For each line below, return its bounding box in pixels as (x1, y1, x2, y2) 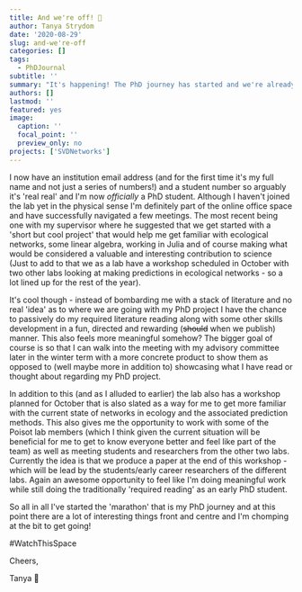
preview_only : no (17, 139, 83, 148)
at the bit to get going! (9, 520, 92, 531)
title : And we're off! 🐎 (9, 13, 102, 22)
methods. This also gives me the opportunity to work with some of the (9, 417, 270, 427)
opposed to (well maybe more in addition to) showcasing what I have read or (9, 361, 293, 372)
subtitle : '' (9, 72, 58, 81)
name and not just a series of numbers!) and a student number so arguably (9, 181, 287, 192)
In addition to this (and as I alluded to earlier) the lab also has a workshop (9, 388, 281, 399)
